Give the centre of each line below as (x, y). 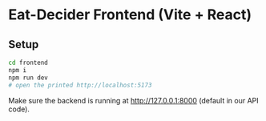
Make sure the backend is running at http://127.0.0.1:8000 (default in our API (133, 100)
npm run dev (28, 78)
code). (19, 109)
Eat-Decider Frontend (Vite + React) (130, 15)
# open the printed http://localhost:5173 (80, 85)
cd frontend (28, 63)
